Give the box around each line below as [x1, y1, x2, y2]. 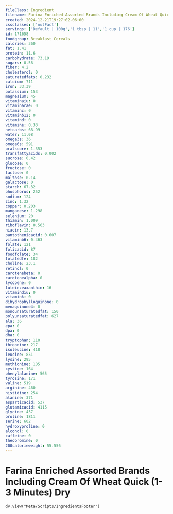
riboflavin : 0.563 [5, 223, 45, 228]
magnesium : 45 [5, 94, 36, 99]
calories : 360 [5, 41, 36, 46]
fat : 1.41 [5, 46, 27, 51]
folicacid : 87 [5, 246, 36, 252]
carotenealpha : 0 [5, 275, 43, 280]
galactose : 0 [5, 180, 33, 185]
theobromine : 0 [5, 438, 38, 443]
